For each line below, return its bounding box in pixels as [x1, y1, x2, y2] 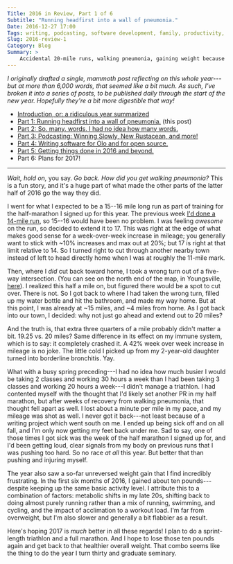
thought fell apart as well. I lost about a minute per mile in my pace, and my [7, 404, 222, 412]
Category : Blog [7, 42, 51, 49]
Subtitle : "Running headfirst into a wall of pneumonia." [7, 17, 178, 24]
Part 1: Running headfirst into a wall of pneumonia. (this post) [17, 117, 192, 125]
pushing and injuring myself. [7, 455, 88, 464]
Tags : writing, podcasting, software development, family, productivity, [7, 29, 225, 37]
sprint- [203, 527, 223, 535]
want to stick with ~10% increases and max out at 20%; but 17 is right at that [7, 238, 226, 247]
